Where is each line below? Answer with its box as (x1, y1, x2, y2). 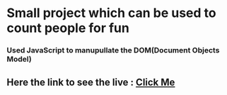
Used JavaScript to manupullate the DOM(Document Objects (6, 45, 220, 55)
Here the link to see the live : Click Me (6, 76, 175, 88)
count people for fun (6, 20, 130, 36)
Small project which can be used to (6, 5, 216, 21)
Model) (6, 55, 33, 65)
